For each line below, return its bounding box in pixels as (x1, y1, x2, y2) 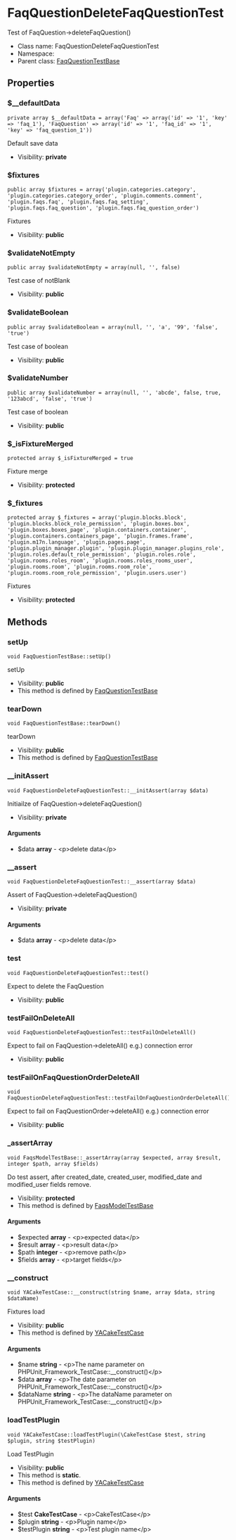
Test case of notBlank (7, 276, 70, 285)
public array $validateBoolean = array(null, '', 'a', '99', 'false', (7, 324, 218, 331)
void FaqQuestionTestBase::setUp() (7, 653, 112, 661)
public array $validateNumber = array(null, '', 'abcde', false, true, (7, 389, 221, 396)
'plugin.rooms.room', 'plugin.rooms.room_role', (7, 564, 152, 571)
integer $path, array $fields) (7, 1160, 99, 1167)
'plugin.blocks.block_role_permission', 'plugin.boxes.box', (7, 521, 190, 528)
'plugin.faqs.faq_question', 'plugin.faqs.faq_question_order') (7, 204, 199, 212)
